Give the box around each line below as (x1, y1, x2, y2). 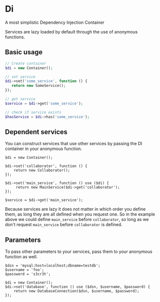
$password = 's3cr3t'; (5, 272, 51, 277)
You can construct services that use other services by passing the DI (5, 141, 143, 147)
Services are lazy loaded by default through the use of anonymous (5, 29, 138, 34)
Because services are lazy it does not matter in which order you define (5, 206, 146, 212)
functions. (5, 34, 25, 40)
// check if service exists (5, 110, 62, 115)
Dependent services (5, 128, 68, 136)
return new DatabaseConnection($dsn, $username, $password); (14, 289, 139, 294)
